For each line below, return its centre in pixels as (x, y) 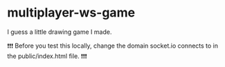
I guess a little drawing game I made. (60, 32)
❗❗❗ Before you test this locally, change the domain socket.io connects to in (113, 46)
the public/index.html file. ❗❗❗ (47, 56)
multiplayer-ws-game (71, 13)
